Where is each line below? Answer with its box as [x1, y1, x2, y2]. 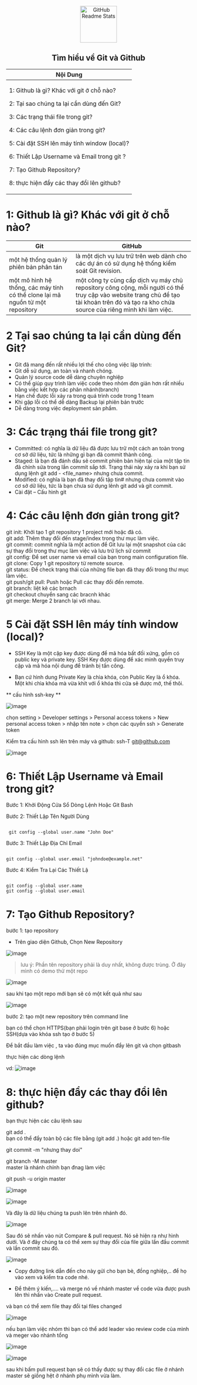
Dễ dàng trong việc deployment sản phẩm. [14, 404, 118, 411]
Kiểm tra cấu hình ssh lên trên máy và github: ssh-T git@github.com [6, 737, 171, 745]
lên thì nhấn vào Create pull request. [14, 1292, 103, 1299]
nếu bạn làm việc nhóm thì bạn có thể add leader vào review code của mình [6, 1326, 189, 1333]
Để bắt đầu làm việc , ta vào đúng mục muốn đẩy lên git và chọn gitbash [6, 1042, 181, 1049]
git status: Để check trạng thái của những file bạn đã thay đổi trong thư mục [6, 566, 189, 573]
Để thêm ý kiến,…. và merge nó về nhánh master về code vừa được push [14, 1285, 191, 1292]
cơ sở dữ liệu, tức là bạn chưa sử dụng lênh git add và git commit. [14, 482, 173, 489]
